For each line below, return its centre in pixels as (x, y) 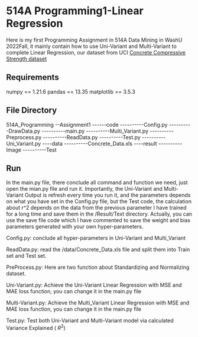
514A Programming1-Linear (75, 11)
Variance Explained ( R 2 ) (36, 328)
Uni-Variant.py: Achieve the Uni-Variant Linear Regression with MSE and (94, 285)
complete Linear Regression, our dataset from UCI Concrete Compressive (96, 52)
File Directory (32, 110)
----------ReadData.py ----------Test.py (92, 137)
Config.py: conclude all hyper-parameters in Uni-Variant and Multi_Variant (96, 238)
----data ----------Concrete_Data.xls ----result (100, 143)
